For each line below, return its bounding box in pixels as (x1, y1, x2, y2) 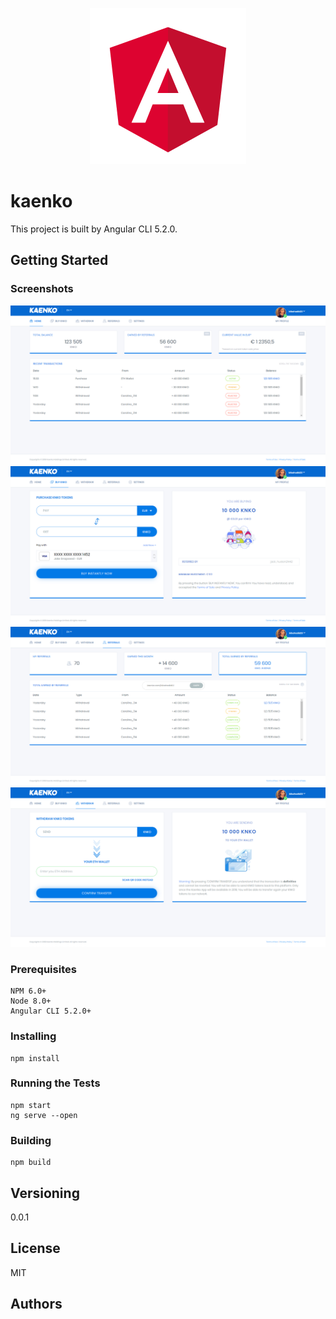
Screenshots (10, 282, 74, 296)
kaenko (10, 190, 73, 213)
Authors (10, 1296, 63, 1313)
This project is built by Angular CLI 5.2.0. (10, 223, 178, 235)
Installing (10, 1029, 57, 1043)
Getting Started (10, 252, 109, 269)
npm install (10, 1053, 60, 1063)
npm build (10, 1158, 52, 1168)
